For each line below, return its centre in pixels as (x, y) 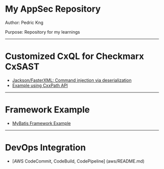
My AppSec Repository (53, 9)
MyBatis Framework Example (41, 123)
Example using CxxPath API (40, 85)
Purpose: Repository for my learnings (43, 32)
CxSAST (22, 67)
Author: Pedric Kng (24, 22)
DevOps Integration (46, 148)
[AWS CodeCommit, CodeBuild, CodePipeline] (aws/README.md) (78, 161)
